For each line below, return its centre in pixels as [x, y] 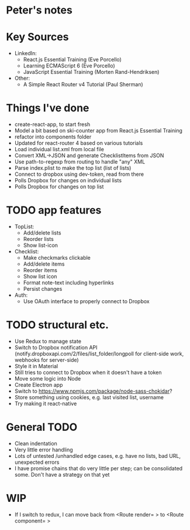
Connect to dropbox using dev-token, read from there [79, 174]
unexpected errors [37, 462]
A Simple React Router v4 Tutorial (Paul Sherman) [83, 84]
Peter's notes [39, 10]
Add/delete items [44, 264]
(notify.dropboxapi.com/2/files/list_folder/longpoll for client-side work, [99, 354]
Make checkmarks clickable [57, 258]
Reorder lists [38, 239]
